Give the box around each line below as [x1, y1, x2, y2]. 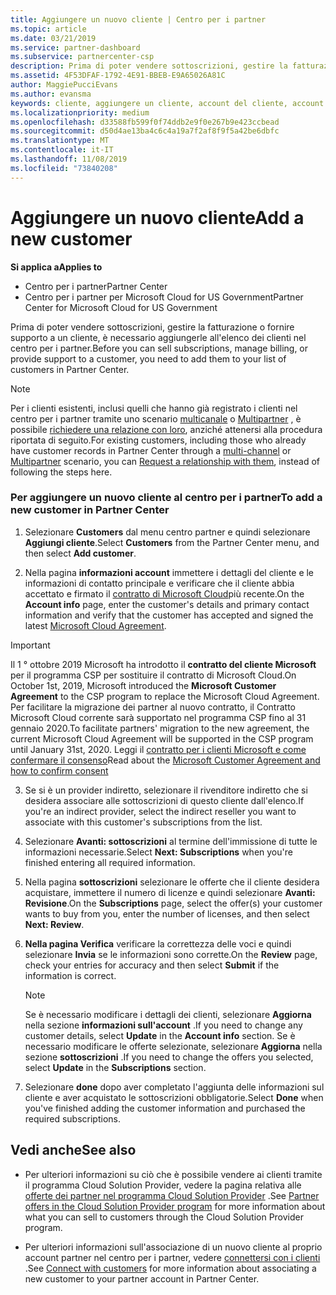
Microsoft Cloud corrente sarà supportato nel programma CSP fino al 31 [10, 711, 307, 723]
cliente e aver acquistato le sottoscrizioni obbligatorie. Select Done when [24, 1091, 324, 1103]
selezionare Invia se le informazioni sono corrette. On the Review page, [24, 948, 318, 960]
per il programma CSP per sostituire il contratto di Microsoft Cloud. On [10, 669, 297, 681]
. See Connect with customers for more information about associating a [24, 1262, 317, 1274]
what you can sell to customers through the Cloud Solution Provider [24, 1211, 305, 1223]
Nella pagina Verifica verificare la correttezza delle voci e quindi [24, 937, 292, 950]
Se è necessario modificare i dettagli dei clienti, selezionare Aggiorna [24, 1008, 312, 1020]
